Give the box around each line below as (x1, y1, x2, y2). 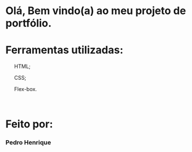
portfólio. (5, 16, 52, 30)
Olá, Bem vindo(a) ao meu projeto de (5, 4, 186, 18)
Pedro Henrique (5, 139, 52, 147)
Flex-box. (13, 86, 37, 93)
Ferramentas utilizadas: (5, 43, 124, 57)
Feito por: (5, 117, 53, 131)
